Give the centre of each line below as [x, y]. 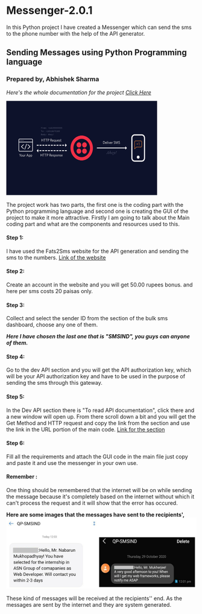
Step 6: [16, 443]
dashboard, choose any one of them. [52, 325]
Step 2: [16, 271]
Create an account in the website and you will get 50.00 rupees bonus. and [99, 285]
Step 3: [16, 305]
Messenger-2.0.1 [49, 11]
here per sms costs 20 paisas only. [50, 291]
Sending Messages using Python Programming [96, 53]
